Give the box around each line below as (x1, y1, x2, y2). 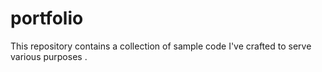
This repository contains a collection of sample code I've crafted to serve (10, 40, 312, 52)
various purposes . (10, 50, 88, 62)
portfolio (10, 7, 84, 30)
